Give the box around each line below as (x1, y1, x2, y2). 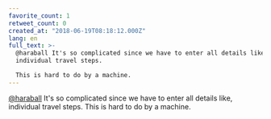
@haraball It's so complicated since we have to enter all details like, (8, 93, 233, 103)
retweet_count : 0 (8, 19, 67, 27)
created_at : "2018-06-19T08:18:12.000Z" (8, 27, 147, 35)
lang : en (8, 34, 38, 43)
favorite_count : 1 (8, 11, 70, 20)
